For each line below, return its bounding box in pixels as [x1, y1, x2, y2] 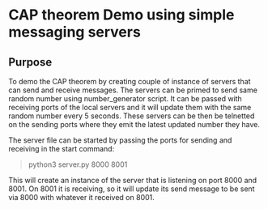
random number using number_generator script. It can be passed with [8, 94, 243, 103]
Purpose [8, 55, 53, 69]
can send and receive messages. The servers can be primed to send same [8, 85, 257, 95]
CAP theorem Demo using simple [8, 6, 235, 24]
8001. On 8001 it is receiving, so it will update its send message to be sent [8, 184, 255, 194]
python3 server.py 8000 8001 [28, 160, 128, 169]
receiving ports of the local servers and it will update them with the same [8, 103, 252, 112]
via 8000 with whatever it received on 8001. [8, 193, 155, 202]
